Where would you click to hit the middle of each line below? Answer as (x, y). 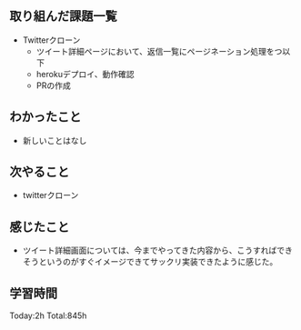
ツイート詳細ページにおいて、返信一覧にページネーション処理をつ (159, 51)
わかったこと (45, 117)
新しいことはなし (55, 140)
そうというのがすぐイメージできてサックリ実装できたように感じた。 (150, 262)
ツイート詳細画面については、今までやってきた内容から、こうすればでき (157, 250)
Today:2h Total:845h (48, 315)
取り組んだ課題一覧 (63, 16)
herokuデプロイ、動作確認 (85, 74)
